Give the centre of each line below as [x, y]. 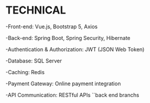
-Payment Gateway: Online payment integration [63, 84]
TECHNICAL [36, 10]
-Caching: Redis [25, 72]
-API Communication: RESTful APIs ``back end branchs [72, 95]
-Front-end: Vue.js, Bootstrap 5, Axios [52, 26]
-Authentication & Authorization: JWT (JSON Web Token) [75, 49]
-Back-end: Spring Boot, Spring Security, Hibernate [68, 38]
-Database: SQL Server [34, 61]
